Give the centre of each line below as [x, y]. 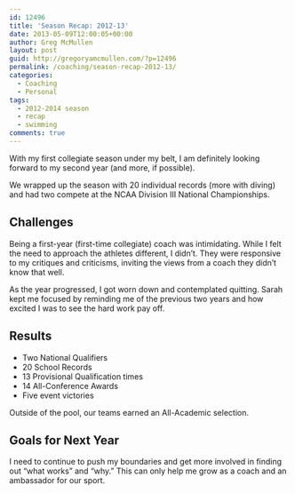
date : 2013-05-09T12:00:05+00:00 [71, 34]
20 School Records [57, 367]
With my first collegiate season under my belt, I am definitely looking [135, 158]
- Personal [37, 91]
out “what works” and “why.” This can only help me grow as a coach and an [148, 471]
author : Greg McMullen [51, 42]
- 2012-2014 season [53, 108]
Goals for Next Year [64, 440]
